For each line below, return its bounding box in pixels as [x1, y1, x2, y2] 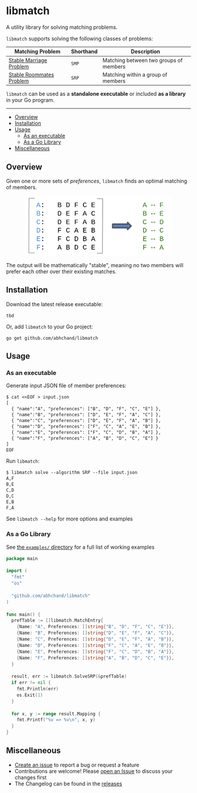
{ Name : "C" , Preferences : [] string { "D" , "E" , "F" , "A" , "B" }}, [16, 636, 175, 642]
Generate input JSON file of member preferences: [6, 382, 127, 389]
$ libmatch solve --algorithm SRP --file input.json [6, 470, 138, 476]
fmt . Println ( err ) [16, 686, 59, 692]
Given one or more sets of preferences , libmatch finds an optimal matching [6, 178, 188, 185]
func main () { [6, 611, 41, 618]
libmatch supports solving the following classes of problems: [6, 35, 154, 42]
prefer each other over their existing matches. [6, 268, 117, 275]
